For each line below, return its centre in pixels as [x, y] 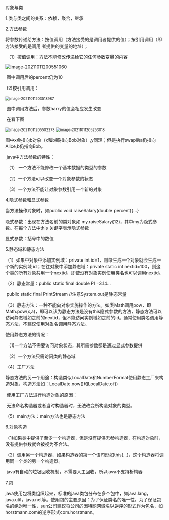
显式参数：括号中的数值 [30, 239]
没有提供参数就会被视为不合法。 [38, 444]
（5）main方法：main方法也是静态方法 [45, 416]
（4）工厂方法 [20, 367]
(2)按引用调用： [23, 88]
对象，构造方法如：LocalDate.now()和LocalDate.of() [64, 384]
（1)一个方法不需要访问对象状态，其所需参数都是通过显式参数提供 [74, 345]
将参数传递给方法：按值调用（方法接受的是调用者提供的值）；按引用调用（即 [84, 40]
